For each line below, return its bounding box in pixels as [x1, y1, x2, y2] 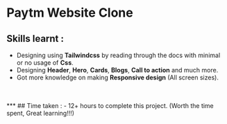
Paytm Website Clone [6, 5, 133, 21]
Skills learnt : [6, 33, 64, 45]
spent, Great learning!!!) [6, 109, 74, 117]
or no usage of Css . [16, 59, 74, 67]
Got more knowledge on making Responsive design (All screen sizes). [16, 73, 219, 82]
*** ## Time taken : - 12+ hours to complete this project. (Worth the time [6, 102, 215, 109]
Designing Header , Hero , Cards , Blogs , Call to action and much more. [16, 66, 219, 74]
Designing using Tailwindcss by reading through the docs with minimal [16, 51, 221, 59]
